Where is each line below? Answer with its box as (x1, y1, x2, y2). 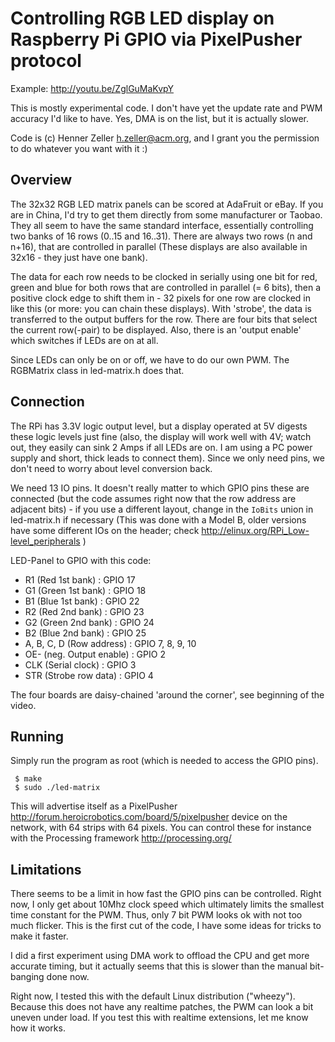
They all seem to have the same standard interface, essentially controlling (10, 219, 314, 231)
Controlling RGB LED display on (10, 7, 275, 30)
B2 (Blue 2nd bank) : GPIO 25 (24, 627, 147, 639)
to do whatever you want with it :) (10, 142, 148, 154)
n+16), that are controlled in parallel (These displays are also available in (10, 240, 308, 252)
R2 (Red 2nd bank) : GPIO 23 (24, 605, 145, 617)
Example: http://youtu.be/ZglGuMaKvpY (10, 82, 174, 94)
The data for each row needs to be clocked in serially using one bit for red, (10, 270, 318, 282)
